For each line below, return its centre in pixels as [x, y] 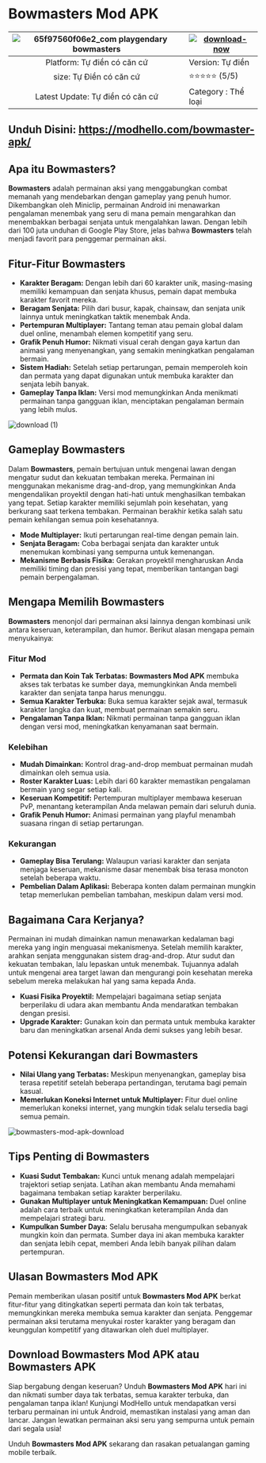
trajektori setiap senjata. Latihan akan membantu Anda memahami [127, 1184]
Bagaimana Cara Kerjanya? [76, 920]
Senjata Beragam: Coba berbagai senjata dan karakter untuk [119, 543]
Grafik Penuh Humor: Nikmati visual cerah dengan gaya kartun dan [130, 341]
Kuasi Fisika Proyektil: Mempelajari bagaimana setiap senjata [120, 996]
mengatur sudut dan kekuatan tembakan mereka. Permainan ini [112, 477]
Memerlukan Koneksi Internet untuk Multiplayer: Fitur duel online [129, 1099]
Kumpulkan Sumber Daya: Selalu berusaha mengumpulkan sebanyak [133, 1226]
